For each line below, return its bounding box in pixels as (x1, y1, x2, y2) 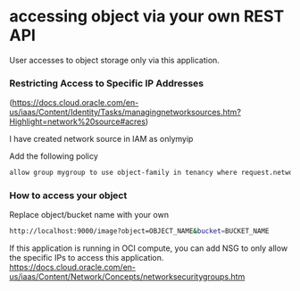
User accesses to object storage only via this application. (9, 54, 221, 65)
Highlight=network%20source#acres (9, 116, 146, 127)
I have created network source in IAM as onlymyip (9, 134, 194, 145)
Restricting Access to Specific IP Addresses (9, 77, 204, 89)
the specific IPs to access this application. (9, 253, 164, 263)
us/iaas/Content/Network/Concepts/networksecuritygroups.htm (9, 271, 246, 282)
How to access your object (9, 189, 128, 202)
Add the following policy (9, 151, 98, 162)
